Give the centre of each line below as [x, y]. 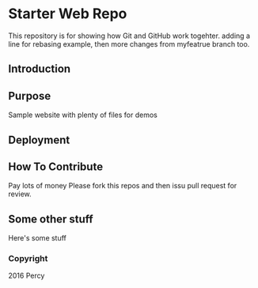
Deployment [39, 140]
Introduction [40, 69]
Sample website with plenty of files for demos [83, 115]
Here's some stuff [38, 238]
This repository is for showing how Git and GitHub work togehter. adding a [129, 36]
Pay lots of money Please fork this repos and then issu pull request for [123, 186]
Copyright [28, 259]
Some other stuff [51, 219]
